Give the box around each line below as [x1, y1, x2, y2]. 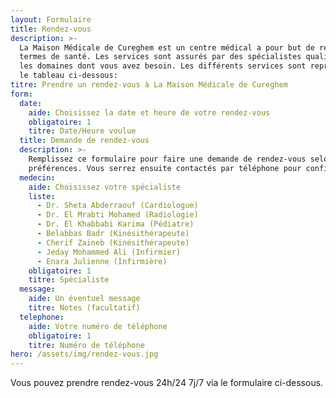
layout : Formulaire [10, 14, 92, 25]
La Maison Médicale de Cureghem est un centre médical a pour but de [19, 42, 315, 53]
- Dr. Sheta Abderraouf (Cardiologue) [36, 201, 199, 211]
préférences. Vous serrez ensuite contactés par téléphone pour [28, 163, 302, 173]
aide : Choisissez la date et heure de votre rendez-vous [28, 107, 271, 118]
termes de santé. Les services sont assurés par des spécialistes [19, 52, 302, 62]
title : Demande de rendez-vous [19, 136, 150, 146]
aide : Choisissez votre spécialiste [28, 182, 182, 192]
